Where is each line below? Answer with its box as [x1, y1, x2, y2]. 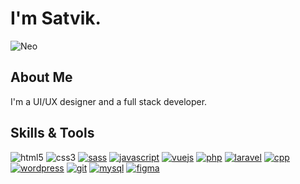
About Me [10, 69, 73, 86]
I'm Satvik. [10, 7, 102, 30]
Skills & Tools [10, 125, 95, 142]
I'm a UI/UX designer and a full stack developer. [10, 95, 208, 107]
